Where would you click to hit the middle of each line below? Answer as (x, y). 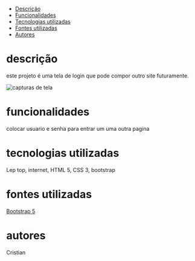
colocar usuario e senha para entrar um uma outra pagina (78, 128)
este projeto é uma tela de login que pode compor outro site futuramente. (97, 76)
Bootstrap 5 (21, 211)
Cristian (16, 252)
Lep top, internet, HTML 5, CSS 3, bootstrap (61, 170)
